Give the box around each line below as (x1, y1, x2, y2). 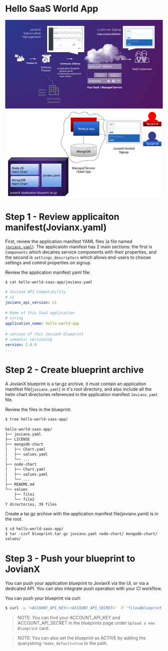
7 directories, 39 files (5, 502, 57, 507)
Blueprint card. (17, 625, 50, 631)
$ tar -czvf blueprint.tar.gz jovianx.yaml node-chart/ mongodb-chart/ (5, 531, 157, 536)
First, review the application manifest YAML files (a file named (5, 238, 132, 244)
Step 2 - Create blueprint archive (5, 364, 144, 376)
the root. (5, 516, 23, 522)
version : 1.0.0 (5, 342, 37, 347)
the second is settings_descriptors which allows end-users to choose (5, 254, 151, 260)
